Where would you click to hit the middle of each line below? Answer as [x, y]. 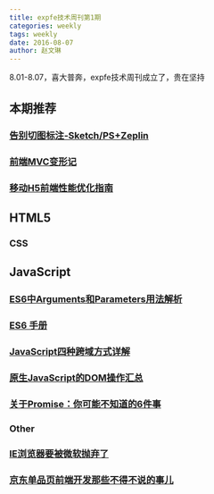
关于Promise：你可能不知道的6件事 [86, 404]
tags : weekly [33, 34]
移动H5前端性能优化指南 [61, 188]
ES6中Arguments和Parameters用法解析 [96, 298]
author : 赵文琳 [35, 51]
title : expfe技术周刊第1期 [55, 17]
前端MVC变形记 [43, 162]
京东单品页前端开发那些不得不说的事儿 [91, 481]
